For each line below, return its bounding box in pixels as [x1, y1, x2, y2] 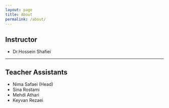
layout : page [5, 7, 33, 13]
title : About [5, 12, 33, 17]
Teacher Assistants [5, 68, 68, 76]
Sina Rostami [12, 86, 40, 92]
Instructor [5, 35, 38, 44]
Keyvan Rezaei [12, 97, 44, 103]
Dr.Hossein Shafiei [12, 49, 51, 55]
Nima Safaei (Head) [12, 81, 54, 87]
